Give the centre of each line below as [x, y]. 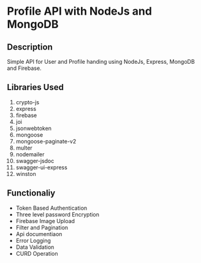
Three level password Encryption [58, 214]
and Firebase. [24, 68]
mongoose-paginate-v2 [46, 141]
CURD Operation [37, 253]
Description [30, 47]
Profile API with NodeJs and [80, 11]
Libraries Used [35, 87]
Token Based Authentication [51, 208]
